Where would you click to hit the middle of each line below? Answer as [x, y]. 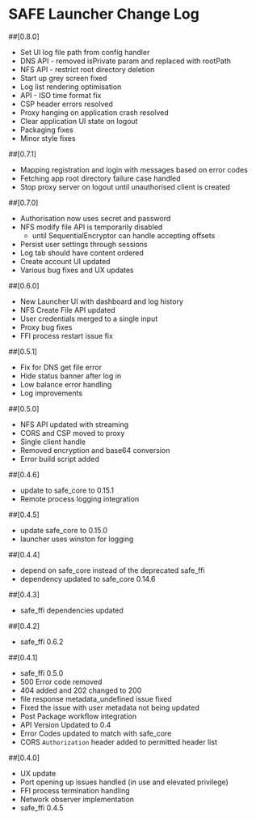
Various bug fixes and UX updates [77, 270]
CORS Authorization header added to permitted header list [119, 741]
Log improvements [51, 393]
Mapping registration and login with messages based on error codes [134, 169]
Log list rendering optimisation [71, 87]
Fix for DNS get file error [61, 367]
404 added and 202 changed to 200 [81, 690]
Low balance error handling [66, 384]
